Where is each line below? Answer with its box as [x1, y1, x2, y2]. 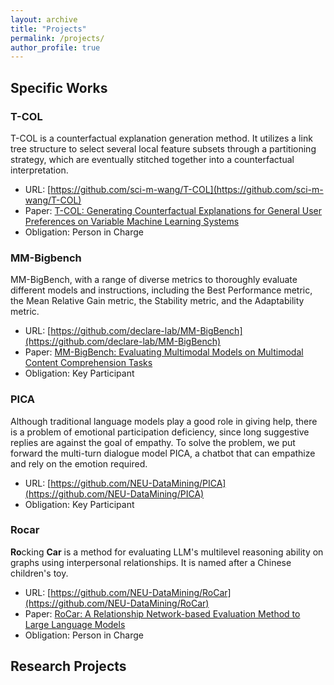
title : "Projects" [10, 24, 87, 34]
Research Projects [10, 658, 127, 675]
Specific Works [10, 79, 108, 96]
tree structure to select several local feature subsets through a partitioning [10, 142, 317, 155]
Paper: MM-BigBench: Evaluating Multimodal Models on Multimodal [24, 346, 304, 358]
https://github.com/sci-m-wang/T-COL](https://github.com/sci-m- [50, 183, 324, 195]
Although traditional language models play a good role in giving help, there [10, 415, 318, 427]
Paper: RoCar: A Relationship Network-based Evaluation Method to [24, 607, 301, 620]
